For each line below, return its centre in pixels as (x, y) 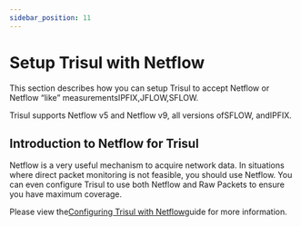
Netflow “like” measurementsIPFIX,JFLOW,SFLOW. (104, 97)
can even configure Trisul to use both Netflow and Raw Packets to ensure (147, 185)
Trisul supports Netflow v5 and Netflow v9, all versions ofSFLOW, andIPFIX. (151, 115)
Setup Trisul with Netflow (107, 62)
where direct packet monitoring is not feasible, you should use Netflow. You (151, 175)
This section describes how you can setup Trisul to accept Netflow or (140, 88)
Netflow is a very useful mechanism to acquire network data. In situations (147, 165)
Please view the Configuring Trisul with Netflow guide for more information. (149, 212)
